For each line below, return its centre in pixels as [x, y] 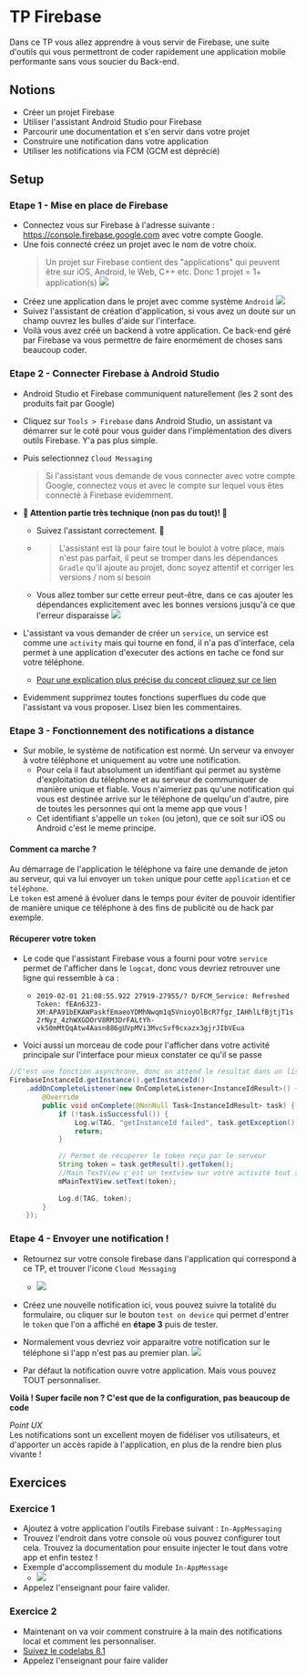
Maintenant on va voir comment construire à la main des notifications [152, 1631]
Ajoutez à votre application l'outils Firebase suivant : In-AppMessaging [152, 1528]
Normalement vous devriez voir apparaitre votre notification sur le [146, 1341]
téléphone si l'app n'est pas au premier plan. [106, 1352]
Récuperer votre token [53, 938]
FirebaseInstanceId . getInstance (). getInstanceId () [107, 1080]
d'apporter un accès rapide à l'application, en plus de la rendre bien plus [146, 1444]
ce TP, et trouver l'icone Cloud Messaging [99, 1268]
